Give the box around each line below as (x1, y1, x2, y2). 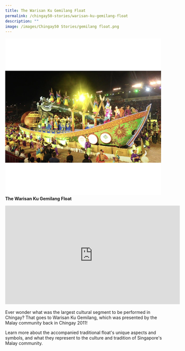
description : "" (5, 19, 39, 24)
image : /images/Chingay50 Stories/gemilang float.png (5, 24, 120, 29)
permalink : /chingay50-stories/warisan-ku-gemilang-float (5, 13, 128, 19)
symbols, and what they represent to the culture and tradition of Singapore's (5, 335, 162, 341)
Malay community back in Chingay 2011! (5, 320, 88, 326)
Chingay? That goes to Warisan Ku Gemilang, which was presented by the (5, 314, 157, 320)
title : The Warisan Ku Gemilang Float (5, 8, 86, 13)
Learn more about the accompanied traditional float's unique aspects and (5, 329, 156, 335)
